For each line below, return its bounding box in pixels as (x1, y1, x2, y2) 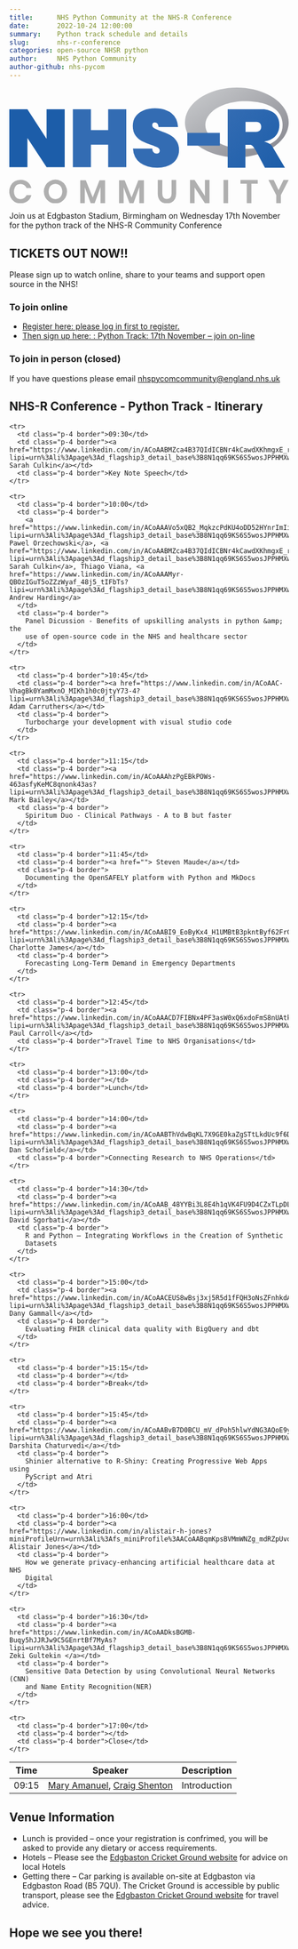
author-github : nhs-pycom (9, 63, 105, 72)
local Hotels (21, 1862, 67, 1873)
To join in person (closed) (9, 353, 122, 365)
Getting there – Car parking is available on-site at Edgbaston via (21, 1871, 255, 1881)
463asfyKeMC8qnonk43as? (9, 780, 98, 790)
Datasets (25, 1239, 58, 1248)
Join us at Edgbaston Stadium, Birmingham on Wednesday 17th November (9, 211, 281, 221)
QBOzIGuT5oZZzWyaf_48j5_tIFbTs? (9, 578, 129, 587)
